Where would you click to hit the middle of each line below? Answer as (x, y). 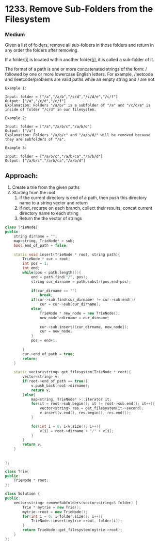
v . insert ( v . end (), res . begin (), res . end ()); (85, 413)
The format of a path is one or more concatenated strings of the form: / (76, 69)
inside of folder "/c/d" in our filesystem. (51, 110)
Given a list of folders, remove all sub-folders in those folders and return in (80, 45)
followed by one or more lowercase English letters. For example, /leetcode (79, 74)
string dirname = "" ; (35, 237)
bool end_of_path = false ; (41, 245)
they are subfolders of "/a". (36, 140)
